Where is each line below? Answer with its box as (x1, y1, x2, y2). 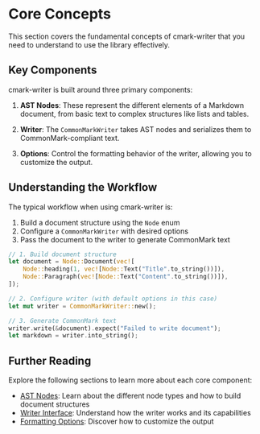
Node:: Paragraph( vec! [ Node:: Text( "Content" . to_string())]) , (23, 273, 229, 281)
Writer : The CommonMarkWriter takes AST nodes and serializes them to (19, 124, 252, 134)
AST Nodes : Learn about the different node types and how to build (19, 391, 241, 401)
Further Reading (8, 353, 92, 367)
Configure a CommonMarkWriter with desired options (19, 226, 189, 236)
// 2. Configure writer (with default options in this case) (8, 295, 218, 303)
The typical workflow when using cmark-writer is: (8, 202, 173, 212)
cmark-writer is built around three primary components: (8, 85, 193, 94)
